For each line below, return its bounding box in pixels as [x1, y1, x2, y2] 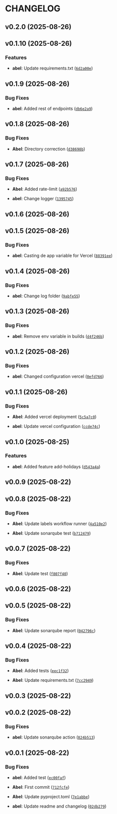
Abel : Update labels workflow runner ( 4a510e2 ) [12, 521, 107, 527]
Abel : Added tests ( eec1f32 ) [12, 668, 69, 673]
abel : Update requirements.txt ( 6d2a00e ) [12, 65, 93, 71]
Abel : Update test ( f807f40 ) [12, 570, 68, 576]
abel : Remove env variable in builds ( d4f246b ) [12, 333, 104, 339]
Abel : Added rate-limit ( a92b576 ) [12, 186, 78, 192]
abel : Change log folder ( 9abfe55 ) [12, 293, 80, 299]
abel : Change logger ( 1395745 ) [12, 196, 74, 202]
